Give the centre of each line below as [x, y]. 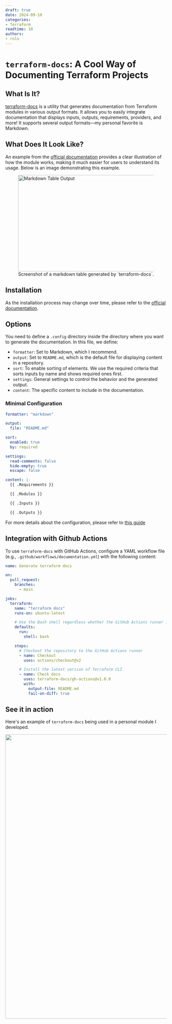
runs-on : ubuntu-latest [40, 613]
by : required [24, 447]
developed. [17, 727]
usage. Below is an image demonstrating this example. [63, 168]
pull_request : [25, 580]
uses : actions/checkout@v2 [52, 660]
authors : [15, 34]
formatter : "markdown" [29, 414]
